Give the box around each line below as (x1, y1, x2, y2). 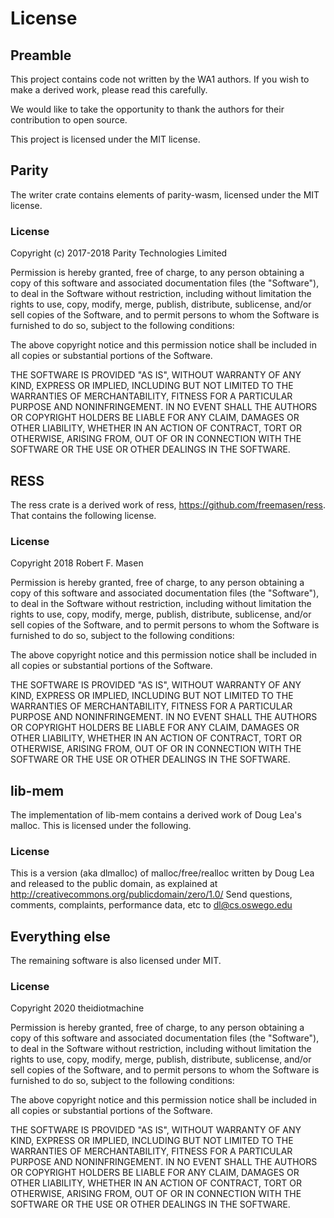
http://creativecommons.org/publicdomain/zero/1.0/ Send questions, (10, 888, 293, 901)
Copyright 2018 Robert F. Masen (10, 557, 144, 569)
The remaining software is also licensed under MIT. (10, 955, 222, 967)
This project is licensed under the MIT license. (10, 133, 201, 145)
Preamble (10, 47, 72, 64)
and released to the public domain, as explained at (10, 878, 218, 890)
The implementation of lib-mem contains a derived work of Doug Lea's (10, 809, 302, 821)
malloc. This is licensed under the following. (10, 820, 192, 832)
